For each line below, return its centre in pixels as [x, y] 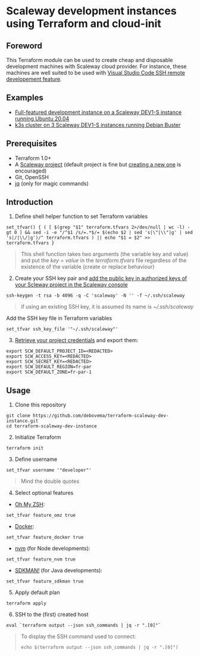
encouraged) [31, 171]
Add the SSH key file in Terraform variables [59, 318]
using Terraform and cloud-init [84, 24]
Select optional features [44, 493]
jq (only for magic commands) [52, 183]
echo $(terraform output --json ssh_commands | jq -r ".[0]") [99, 648]
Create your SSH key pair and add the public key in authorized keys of [101, 278]
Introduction [30, 202]
